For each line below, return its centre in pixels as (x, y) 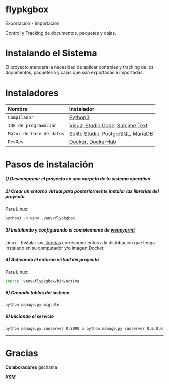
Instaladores (32, 93)
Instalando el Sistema (51, 53)
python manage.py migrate (32, 305)
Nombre (18, 109)
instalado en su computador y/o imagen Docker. (55, 248)
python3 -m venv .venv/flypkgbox (40, 218)
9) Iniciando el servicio (30, 316)
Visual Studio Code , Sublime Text (109, 125)
